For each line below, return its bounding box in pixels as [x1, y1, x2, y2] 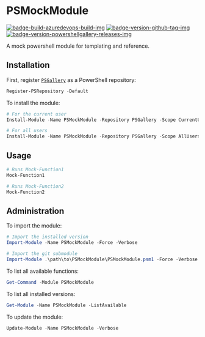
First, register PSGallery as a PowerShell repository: [6, 76, 136, 83]
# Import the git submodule [6, 251, 78, 257]
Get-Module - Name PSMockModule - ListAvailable [6, 302, 127, 308]
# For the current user [6, 111, 67, 117]
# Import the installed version [6, 234, 88, 240]
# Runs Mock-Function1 [6, 166, 64, 172]
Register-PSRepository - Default [6, 88, 88, 94]
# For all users [6, 128, 48, 134]
